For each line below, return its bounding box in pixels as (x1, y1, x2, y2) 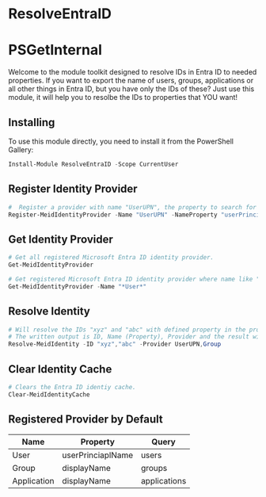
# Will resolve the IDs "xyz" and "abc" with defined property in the (8, 326, 246, 334)
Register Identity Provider (8, 182, 138, 196)
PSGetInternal (8, 41, 103, 59)
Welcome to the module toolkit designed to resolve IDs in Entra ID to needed (8, 67, 257, 77)
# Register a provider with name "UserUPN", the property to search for (8, 203, 257, 211)
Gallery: (8, 144, 34, 155)
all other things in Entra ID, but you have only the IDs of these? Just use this (8, 84, 255, 94)
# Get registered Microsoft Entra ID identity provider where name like (8, 275, 253, 283)
